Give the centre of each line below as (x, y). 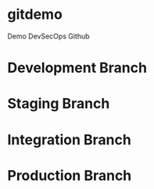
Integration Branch (70, 140)
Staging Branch (59, 104)
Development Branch (77, 68)
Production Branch (70, 175)
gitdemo (35, 15)
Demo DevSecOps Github (49, 36)
